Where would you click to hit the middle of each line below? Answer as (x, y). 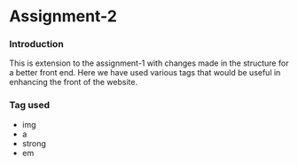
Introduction (36, 44)
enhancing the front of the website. (74, 82)
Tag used (30, 106)
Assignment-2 (63, 16)
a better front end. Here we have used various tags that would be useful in (145, 73)
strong (34, 143)
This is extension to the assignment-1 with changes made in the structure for (149, 63)
